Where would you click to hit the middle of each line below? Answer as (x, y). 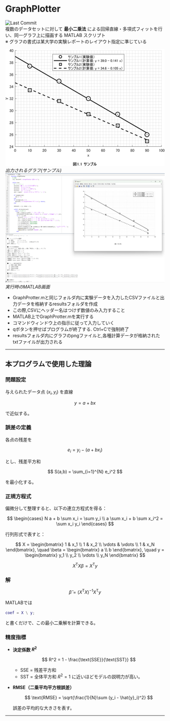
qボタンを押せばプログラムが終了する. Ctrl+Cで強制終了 (71, 329)
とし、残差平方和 (23, 461)
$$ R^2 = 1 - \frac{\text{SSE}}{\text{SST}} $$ (89, 660)
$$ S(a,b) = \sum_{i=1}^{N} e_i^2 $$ (85, 471)
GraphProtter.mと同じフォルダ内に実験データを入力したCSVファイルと (86, 298)
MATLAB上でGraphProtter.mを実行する (53, 316)
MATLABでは (19, 603)
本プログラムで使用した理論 (49, 364)
